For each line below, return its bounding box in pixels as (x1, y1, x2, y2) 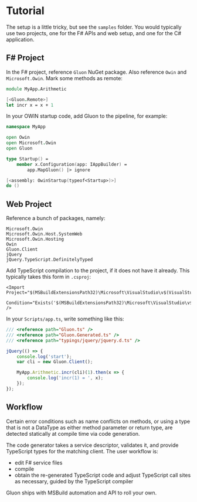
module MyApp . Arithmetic (6, 86, 67, 92)
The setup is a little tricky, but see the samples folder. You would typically (6, 23, 182, 30)
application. (6, 36, 35, 43)
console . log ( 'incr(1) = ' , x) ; (27, 375, 104, 381)
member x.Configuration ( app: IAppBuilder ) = (16, 161, 127, 168)
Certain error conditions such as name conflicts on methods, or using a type (6, 418, 191, 425)
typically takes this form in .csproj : (6, 274, 91, 281)
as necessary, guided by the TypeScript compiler (14, 477, 134, 484)
